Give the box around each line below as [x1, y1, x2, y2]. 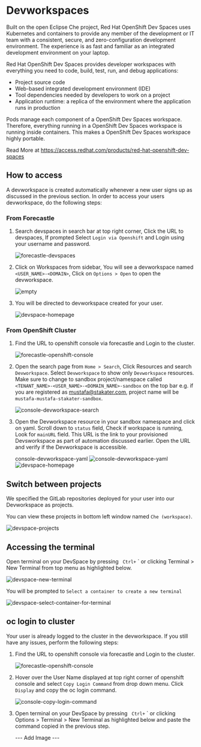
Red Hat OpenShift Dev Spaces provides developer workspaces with [6, 61, 176, 68]
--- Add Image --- [14, 734, 60, 741]
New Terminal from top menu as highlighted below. [6, 564, 132, 571]
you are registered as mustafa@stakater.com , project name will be [14, 388, 179, 396]
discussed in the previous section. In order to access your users [6, 193, 165, 200]
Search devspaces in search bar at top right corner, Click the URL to [14, 227, 184, 235]
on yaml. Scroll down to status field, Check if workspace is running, [14, 424, 183, 432]
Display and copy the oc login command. [14, 686, 117, 694]
